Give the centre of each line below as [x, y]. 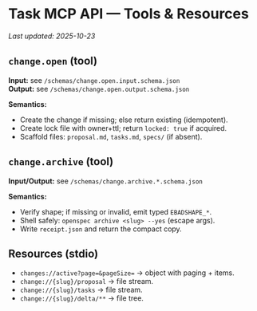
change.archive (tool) [61, 161]
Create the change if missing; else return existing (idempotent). [124, 120]
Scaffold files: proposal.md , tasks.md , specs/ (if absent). [111, 136]
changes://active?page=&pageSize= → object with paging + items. [127, 273]
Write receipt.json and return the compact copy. [101, 229]
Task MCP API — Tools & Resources [128, 14]
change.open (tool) [53, 61]
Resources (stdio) [53, 253]
